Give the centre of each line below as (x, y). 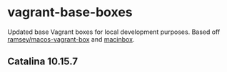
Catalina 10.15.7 (43, 62)
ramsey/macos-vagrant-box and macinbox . (71, 39)
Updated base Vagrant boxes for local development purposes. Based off (114, 32)
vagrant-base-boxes (70, 12)
